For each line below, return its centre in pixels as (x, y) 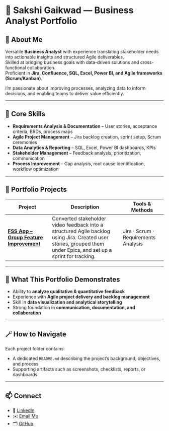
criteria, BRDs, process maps (43, 131)
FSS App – (20, 231)
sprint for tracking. (74, 256)
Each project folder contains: (35, 349)
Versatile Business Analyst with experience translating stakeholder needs (82, 52)
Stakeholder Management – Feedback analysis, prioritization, (77, 153)
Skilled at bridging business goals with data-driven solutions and (72, 62)
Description (85, 207)
